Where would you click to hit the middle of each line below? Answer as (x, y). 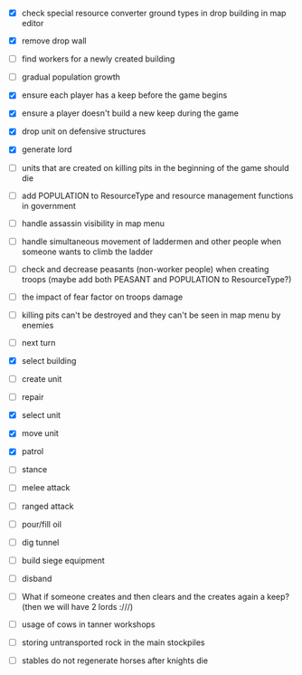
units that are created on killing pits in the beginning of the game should (156, 167)
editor (33, 24)
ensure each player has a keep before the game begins (124, 95)
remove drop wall (54, 41)
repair (33, 397)
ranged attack (47, 506)
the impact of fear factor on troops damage (102, 297)
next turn (38, 342)
